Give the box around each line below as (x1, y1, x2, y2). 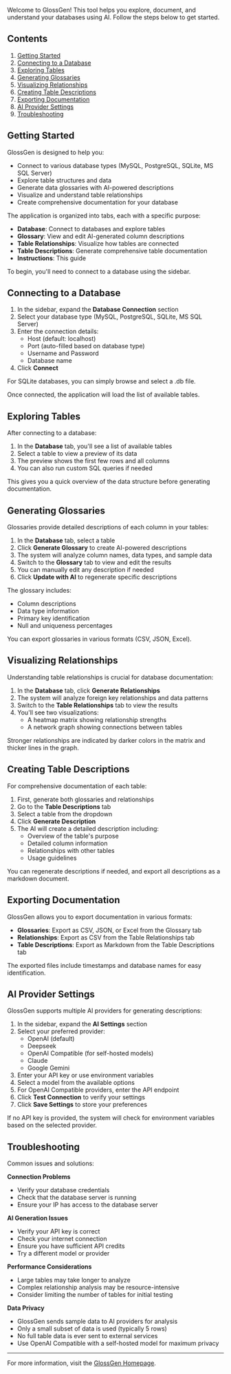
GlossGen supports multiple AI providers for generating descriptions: (7, 1006, 203, 1015)
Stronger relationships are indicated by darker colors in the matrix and (7, 736, 206, 744)
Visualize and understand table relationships (16, 191, 143, 199)
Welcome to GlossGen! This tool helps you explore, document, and (7, 6, 196, 14)
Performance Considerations (7, 1262, 92, 1271)
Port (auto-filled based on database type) (27, 342, 146, 350)
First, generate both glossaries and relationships (16, 795, 155, 803)
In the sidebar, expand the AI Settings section (16, 1020, 148, 1028)
